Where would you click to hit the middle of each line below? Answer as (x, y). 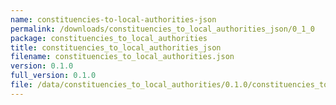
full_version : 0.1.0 (53, 76)
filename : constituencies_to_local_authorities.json (122, 57)
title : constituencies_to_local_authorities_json (116, 47)
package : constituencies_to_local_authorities (109, 38)
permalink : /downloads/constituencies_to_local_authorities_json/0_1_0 (162, 29)
